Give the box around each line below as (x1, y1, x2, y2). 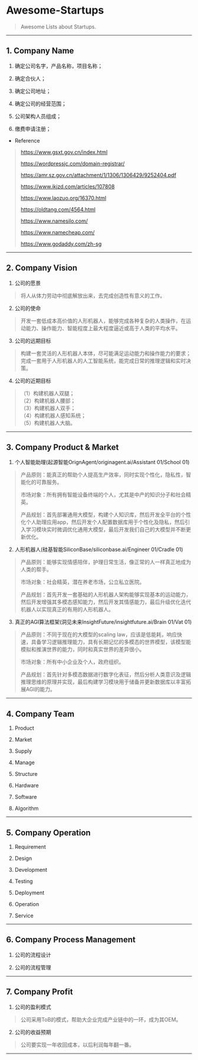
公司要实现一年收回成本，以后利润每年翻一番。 (20, 1041, 134, 1048)
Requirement (14, 843, 46, 850)
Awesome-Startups (6, 4, 104, 17)
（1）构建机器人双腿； (20, 389, 75, 397)
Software (14, 794, 37, 801)
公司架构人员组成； (14, 112, 62, 120)
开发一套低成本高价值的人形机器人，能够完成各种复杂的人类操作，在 (20, 317, 186, 324)
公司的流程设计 (14, 951, 51, 958)
